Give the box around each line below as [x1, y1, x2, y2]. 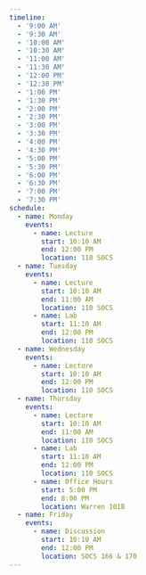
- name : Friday [17, 510, 74, 520]
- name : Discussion [32, 527, 105, 536]
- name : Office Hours [32, 477, 114, 486]
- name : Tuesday [17, 262, 77, 271]
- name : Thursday [17, 394, 82, 404]
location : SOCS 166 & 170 [41, 552, 138, 561]
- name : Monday [17, 211, 74, 221]
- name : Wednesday [17, 344, 86, 353]
